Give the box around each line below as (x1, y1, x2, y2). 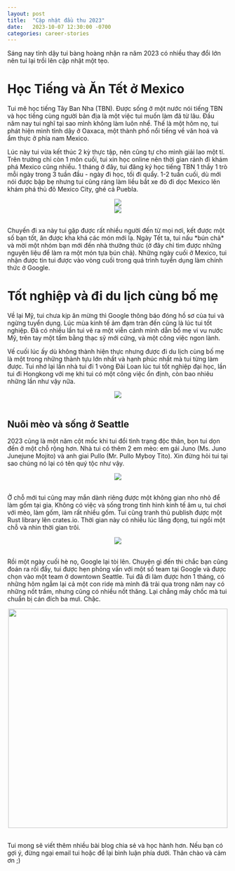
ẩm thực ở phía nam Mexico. (7, 134, 90, 142)
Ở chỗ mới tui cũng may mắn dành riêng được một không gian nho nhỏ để (7, 493, 221, 502)
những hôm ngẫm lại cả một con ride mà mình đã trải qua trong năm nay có (7, 580, 225, 588)
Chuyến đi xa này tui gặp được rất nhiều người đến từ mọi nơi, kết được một (7, 226, 225, 235)
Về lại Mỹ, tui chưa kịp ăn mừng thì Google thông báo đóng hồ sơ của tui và (7, 312, 224, 320)
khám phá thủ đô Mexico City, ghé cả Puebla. (7, 185, 139, 194)
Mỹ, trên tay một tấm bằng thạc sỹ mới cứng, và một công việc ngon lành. (7, 334, 221, 343)
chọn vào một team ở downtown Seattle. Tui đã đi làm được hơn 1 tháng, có (7, 572, 224, 580)
